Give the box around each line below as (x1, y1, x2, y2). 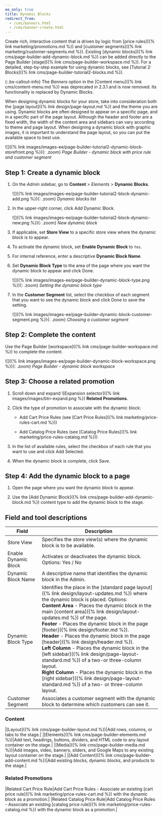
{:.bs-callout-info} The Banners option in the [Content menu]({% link (5, 79, 142, 85)
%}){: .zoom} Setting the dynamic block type (12, 282, 102, 288)
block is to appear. (12, 234, 49, 240)
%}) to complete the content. (5, 349, 63, 354)
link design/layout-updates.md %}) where (51, 590, 148, 597)
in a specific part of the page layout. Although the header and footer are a (5, 114, 153, 120)
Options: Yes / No (42, 559, 81, 566)
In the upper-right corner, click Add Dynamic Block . (12, 205, 115, 211)
